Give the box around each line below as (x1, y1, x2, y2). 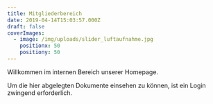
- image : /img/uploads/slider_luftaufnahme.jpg (13, 36, 154, 43)
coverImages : (7, 29, 45, 37)
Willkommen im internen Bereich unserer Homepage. (7, 67, 158, 76)
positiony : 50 (19, 49, 60, 56)
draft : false (7, 23, 45, 30)
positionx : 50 (19, 42, 60, 49)
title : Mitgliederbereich (7, 10, 82, 17)
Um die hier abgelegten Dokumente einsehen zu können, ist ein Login (7, 81, 206, 89)
